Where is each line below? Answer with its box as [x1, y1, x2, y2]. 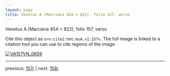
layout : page [5, 7, 33, 13]
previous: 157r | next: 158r [5, 65, 59, 71]
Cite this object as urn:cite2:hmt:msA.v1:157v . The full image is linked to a [5, 36, 160, 42]
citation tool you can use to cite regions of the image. [5, 41, 116, 47]
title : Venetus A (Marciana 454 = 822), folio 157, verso [5, 12, 130, 17]
